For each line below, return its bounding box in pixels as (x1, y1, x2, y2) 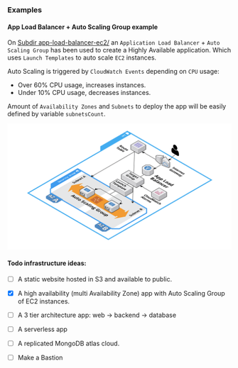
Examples (7, 5, 43, 15)
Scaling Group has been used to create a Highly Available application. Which (7, 46, 232, 55)
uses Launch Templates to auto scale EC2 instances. (7, 53, 157, 62)
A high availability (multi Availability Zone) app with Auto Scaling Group (17, 289, 225, 297)
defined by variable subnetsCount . (7, 110, 106, 118)
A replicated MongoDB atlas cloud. (17, 339, 120, 348)
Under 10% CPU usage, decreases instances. (17, 89, 151, 97)
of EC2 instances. (17, 296, 70, 306)
